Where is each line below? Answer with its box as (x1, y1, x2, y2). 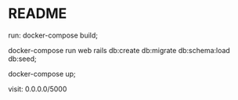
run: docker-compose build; (8, 30, 98, 40)
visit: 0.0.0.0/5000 (8, 84, 67, 94)
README (8, 5, 67, 23)
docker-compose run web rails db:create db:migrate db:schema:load (8, 45, 231, 55)
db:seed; (8, 54, 37, 63)
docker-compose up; (8, 69, 76, 78)
